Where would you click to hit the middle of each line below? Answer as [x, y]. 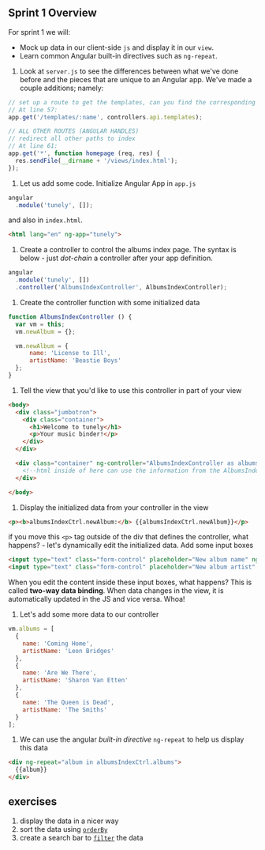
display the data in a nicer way [69, 821]
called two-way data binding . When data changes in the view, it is [116, 591]
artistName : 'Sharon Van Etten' [75, 680]
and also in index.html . [45, 220]
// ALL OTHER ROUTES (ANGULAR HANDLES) [74, 131]
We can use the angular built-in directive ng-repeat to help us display [132, 739]
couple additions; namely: [62, 88]
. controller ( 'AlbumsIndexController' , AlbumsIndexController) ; [121, 288]
